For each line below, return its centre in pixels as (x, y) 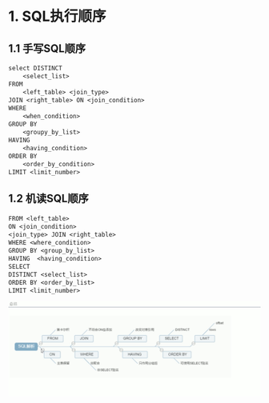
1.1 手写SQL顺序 (47, 48)
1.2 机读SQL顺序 (49, 199)
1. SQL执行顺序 (57, 16)
